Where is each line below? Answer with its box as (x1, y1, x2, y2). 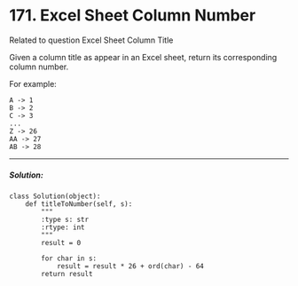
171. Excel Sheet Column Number (9, 5, 256, 26)
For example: (9, 78, 58, 89)
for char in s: (41, 254, 98, 263)
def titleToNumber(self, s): (25, 199, 133, 209)
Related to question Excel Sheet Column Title (9, 35, 174, 45)
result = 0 (41, 238, 82, 247)
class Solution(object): (9, 192, 101, 201)
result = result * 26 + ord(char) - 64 (56, 261, 204, 271)
